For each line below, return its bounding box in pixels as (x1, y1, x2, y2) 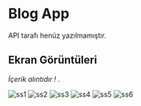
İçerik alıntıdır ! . (8, 74, 61, 83)
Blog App (8, 5, 69, 23)
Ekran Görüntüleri (8, 53, 98, 67)
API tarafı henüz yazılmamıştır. (8, 31, 106, 40)
